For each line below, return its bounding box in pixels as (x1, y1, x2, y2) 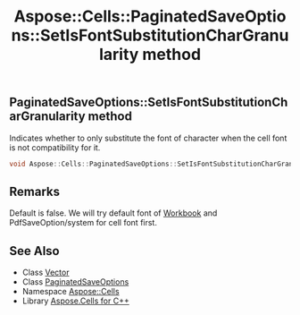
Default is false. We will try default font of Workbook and (9, 208, 218, 218)
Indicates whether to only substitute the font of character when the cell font (9, 132, 287, 143)
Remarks (9, 183, 61, 199)
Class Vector (21, 267, 70, 278)
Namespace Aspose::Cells (21, 286, 120, 297)
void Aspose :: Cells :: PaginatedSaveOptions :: (9, 159, 178, 168)
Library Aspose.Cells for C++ (21, 295, 129, 306)
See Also (9, 243, 60, 259)
